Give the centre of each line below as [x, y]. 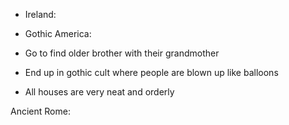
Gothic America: [58, 33]
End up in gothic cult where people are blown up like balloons [151, 72]
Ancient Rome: [40, 111]
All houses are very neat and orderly [99, 92]
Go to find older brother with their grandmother [122, 53]
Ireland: [40, 14]
